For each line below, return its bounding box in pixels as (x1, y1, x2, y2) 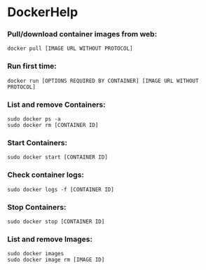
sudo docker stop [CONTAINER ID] (7, 218, 105, 225)
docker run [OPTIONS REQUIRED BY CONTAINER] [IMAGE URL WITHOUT (7, 77, 199, 84)
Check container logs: (7, 170, 84, 180)
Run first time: (7, 61, 57, 71)
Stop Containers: (7, 202, 67, 212)
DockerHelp (7, 4, 78, 20)
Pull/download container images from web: (7, 29, 158, 39)
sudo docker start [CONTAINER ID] (7, 154, 109, 161)
